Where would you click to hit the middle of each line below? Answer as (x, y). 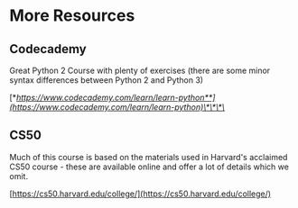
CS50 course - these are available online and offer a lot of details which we (149, 167)
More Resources (72, 16)
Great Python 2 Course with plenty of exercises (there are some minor (140, 70)
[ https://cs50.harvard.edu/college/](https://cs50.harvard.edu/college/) (140, 194)
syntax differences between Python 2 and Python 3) (107, 80)
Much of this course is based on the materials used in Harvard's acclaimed (149, 157)
